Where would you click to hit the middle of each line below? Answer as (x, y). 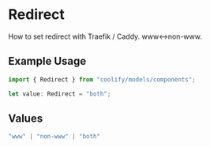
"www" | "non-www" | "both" (54, 137)
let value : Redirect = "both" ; (60, 94)
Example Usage (47, 61)
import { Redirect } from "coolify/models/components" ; (102, 79)
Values (26, 118)
